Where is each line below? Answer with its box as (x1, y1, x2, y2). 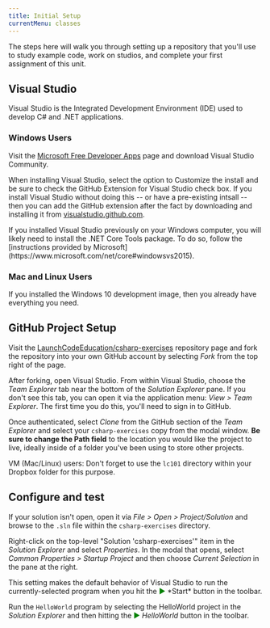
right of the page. (8, 360, 67, 369)
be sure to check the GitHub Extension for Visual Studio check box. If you (8, 183, 252, 193)
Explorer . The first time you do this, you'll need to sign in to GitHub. (8, 401, 231, 411)
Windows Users (8, 133, 73, 144)
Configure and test (8, 491, 105, 504)
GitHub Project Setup (8, 321, 117, 335)
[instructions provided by (8, 242, 92, 251)
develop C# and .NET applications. (8, 112, 123, 122)
